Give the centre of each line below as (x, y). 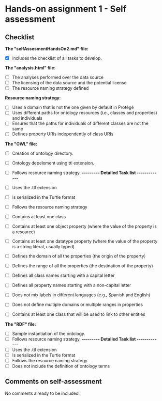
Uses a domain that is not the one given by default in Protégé (73, 107)
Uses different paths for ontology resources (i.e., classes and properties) (84, 113)
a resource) (23, 232)
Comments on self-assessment (53, 382)
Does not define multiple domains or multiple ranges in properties (77, 305)
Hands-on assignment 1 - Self (66, 9)
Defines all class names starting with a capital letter (63, 275)
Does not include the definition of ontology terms (61, 366)
